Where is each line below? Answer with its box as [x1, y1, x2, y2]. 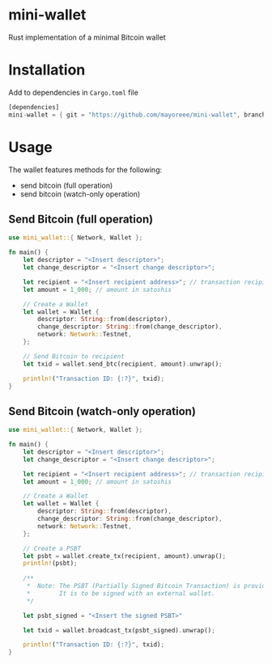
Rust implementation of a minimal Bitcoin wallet [8, 32, 166, 42]
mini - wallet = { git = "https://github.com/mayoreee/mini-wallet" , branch [8, 111, 266, 119]
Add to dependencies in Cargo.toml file [8, 87, 139, 97]
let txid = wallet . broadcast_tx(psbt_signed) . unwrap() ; [23, 626, 216, 634]
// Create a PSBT [23, 544, 82, 552]
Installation [8, 61, 86, 79]
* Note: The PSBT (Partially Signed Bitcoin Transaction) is [26, 582, 241, 590]
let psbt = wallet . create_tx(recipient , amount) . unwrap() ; [23, 552, 227, 560]
